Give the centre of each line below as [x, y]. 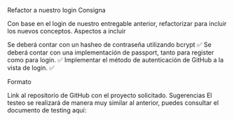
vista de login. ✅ [31, 68]
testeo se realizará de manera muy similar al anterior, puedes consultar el [113, 103]
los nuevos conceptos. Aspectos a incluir [67, 31]
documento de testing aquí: [47, 110]
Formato [19, 82]
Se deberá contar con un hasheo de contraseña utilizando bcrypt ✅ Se [109, 44]
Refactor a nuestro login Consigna [57, 10]
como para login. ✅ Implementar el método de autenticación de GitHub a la [116, 60]
